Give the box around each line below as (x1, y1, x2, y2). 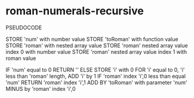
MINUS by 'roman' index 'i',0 (5, 85, 76, 92)
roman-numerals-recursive (5, 4, 144, 18)
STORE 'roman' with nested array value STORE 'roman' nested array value (5, 42, 189, 49)
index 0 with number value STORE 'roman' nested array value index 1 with (5, 48, 187, 55)
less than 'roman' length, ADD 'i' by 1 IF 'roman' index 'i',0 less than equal (5, 72, 186, 79)
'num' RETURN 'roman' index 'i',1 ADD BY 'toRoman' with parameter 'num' (5, 79, 187, 86)
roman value (5, 54, 36, 62)
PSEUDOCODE (5, 24, 42, 31)
